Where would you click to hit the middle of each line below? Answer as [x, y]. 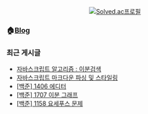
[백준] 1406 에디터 [41, 86]
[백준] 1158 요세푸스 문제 [50, 104]
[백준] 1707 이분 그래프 [47, 95]
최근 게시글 [24, 53]
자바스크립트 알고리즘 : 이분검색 [59, 69]
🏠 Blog [18, 30]
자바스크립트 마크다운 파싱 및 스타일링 [67, 78]
